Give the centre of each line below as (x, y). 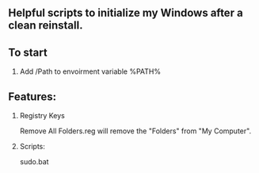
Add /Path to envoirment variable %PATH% (90, 71)
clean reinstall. (46, 26)
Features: (32, 96)
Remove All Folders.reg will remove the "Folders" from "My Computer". (135, 131)
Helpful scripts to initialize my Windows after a (126, 13)
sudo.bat (34, 162)
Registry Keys (42, 116)
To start (28, 52)
